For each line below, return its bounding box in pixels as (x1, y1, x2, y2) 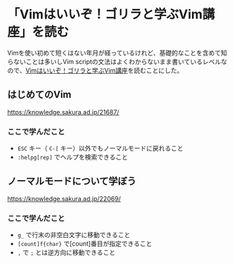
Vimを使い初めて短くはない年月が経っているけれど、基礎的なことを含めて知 (7, 49, 227, 57)
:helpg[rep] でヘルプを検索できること (17, 153, 129, 162)
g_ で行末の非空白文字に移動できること (17, 231, 131, 239)
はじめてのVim (7, 89, 72, 101)
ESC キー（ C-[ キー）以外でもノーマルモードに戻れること (17, 144, 184, 153)
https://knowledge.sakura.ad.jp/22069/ (7, 194, 122, 203)
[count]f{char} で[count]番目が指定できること (17, 240, 152, 248)
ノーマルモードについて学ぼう (7, 175, 137, 187)
